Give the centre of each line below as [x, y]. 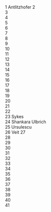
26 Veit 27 [15, 132]
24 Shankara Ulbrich [25, 122]
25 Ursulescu [18, 127]
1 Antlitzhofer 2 [20, 7]
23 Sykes [14, 117]
